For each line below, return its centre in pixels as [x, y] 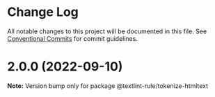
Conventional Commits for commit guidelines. [72, 38]
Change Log [43, 12]
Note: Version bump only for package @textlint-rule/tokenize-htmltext [108, 86]
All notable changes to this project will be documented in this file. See [107, 31]
